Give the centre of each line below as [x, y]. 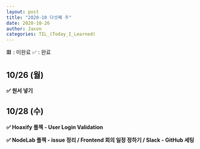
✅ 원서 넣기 [20, 90]
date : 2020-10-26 [28, 23]
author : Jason [24, 29]
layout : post [23, 12]
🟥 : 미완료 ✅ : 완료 [29, 52]
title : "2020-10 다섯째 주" [39, 17]
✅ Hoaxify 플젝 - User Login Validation [55, 127]
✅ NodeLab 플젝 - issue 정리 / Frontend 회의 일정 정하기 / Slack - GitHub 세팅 [100, 140]
